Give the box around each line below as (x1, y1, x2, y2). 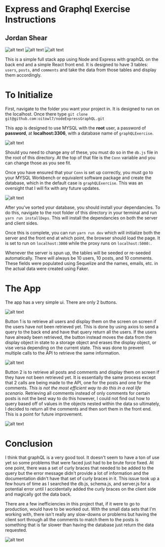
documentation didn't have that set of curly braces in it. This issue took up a (5, 475, 160, 481)
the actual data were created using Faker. (5, 266, 90, 272)
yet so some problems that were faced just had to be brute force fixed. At (5, 459, 154, 465)
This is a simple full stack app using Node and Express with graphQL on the (5, 56, 159, 62)
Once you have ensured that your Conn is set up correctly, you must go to (5, 169, 154, 175)
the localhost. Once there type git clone (5, 111, 88, 117)
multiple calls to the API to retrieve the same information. (5, 350, 120, 356)
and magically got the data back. (5, 491, 72, 497)
